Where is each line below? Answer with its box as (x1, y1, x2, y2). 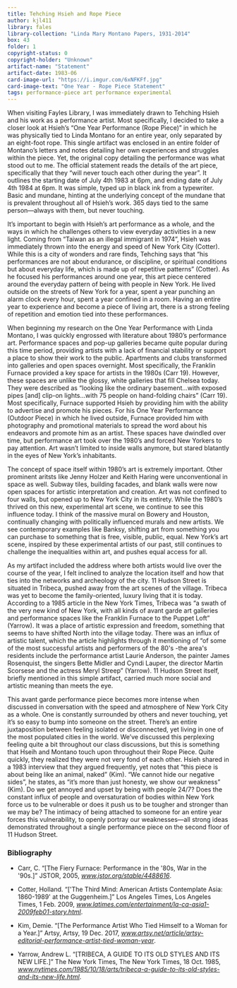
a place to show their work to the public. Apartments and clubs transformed (7, 354, 227, 363)
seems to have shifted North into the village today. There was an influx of (7, 629, 220, 637)
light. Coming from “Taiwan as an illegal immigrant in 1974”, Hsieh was (7, 235, 212, 244)
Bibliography (7, 848, 52, 858)
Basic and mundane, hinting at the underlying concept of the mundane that (7, 192, 226, 200)
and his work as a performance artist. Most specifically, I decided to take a (7, 116, 224, 124)
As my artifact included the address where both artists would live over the (7, 561, 222, 570)
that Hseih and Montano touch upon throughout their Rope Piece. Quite (7, 748, 214, 756)
